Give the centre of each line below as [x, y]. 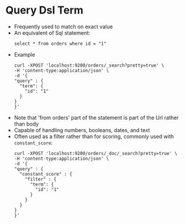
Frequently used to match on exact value [63, 27]
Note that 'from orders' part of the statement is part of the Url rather [96, 117]
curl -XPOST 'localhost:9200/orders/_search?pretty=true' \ [89, 65]
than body [26, 124]
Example [25, 54]
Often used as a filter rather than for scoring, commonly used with [94, 136]
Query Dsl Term [44, 10]
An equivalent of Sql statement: [52, 32]
